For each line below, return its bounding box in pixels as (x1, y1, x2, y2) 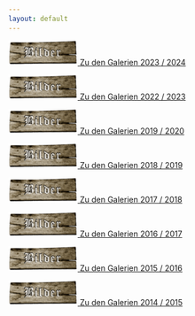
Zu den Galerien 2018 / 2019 (79, 159, 183, 170)
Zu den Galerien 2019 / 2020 (79, 125, 185, 136)
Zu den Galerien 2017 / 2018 (79, 194, 183, 204)
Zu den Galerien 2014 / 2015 (79, 297, 183, 307)
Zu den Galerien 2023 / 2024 (79, 57, 187, 67)
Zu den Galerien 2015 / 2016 (79, 262, 183, 274)
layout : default (8, 14, 68, 23)
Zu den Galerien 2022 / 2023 (79, 91, 186, 102)
